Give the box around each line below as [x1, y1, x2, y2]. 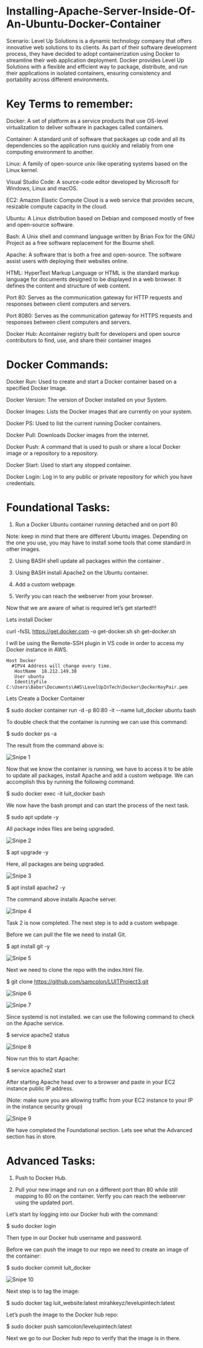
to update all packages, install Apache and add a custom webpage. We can [6, 771, 194, 779]
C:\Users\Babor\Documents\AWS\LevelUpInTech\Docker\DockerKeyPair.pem [6, 684, 188, 690]
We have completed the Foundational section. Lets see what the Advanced [6, 1126, 193, 1133]
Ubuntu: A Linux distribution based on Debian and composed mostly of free [6, 214, 195, 222]
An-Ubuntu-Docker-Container [6, 17, 161, 31]
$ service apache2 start [6, 1066, 66, 1074]
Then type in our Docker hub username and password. [6, 1234, 143, 1241]
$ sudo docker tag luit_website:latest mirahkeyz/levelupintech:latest [6, 1299, 175, 1306]
